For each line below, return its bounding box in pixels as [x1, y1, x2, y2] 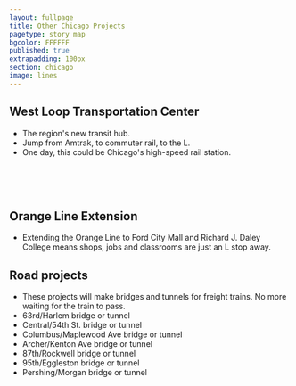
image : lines [9, 71, 58, 80]
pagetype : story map [9, 29, 86, 38]
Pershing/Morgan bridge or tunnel [21, 367, 147, 378]
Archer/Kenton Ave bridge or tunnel [21, 339, 153, 349]
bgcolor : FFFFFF [9, 37, 70, 47]
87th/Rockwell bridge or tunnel [21, 349, 136, 359]
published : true [9, 46, 70, 55]
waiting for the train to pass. [21, 300, 127, 312]
